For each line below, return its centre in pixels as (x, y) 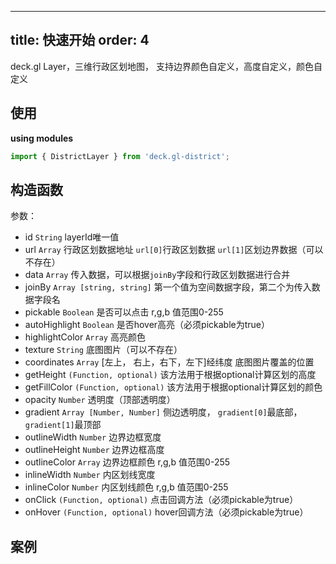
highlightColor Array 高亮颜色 (85, 337)
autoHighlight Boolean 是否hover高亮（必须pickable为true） (147, 325)
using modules (42, 138)
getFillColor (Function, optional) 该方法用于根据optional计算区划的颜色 (173, 387)
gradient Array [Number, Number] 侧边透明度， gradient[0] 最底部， (163, 412)
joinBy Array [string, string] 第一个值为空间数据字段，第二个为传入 (168, 287)
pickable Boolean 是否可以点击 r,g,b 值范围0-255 (124, 312)
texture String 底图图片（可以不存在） (103, 350)
